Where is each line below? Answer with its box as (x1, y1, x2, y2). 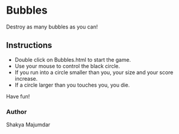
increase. (14, 75, 38, 82)
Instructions (6, 40, 52, 50)
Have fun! (6, 92, 30, 100)
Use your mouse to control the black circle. (14, 62, 120, 69)
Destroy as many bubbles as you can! (6, 23, 98, 30)
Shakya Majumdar (6, 121, 50, 128)
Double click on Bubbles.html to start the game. (14, 56, 132, 63)
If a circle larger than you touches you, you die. (14, 81, 130, 88)
